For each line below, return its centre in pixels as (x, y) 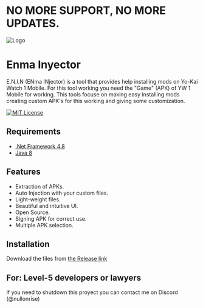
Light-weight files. (38, 199)
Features (23, 172)
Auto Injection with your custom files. (62, 193)
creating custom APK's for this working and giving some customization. (96, 101)
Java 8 (23, 153)
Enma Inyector (43, 65)
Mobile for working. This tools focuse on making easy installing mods (93, 94)
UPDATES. (33, 23)
